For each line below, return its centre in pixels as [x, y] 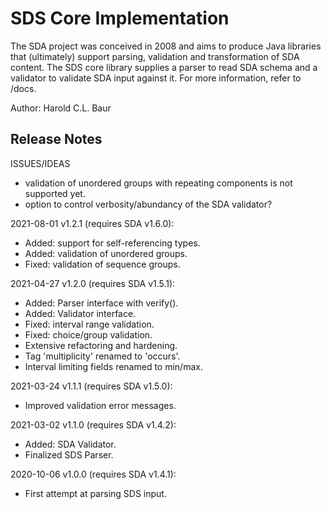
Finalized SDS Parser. [69, 454]
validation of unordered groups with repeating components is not [158, 183]
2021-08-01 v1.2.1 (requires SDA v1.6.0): [92, 223]
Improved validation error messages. [100, 405]
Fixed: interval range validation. [89, 324]
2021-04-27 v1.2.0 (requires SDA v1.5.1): [93, 283]
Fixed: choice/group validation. [88, 334]
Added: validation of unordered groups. [106, 253]
